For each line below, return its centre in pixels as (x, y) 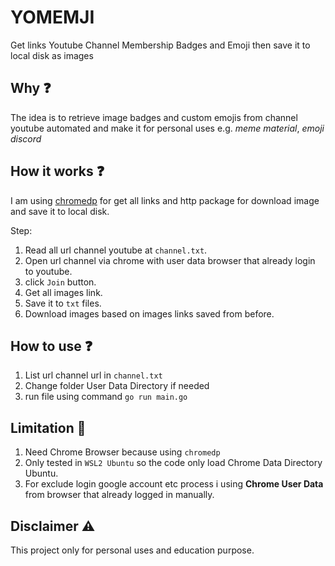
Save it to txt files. (63, 303)
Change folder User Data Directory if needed (117, 386)
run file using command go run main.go (106, 397)
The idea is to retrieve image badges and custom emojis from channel (154, 117)
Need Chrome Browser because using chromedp (122, 452)
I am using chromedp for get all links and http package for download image (165, 200)
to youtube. (48, 271)
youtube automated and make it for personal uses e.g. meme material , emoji (167, 128)
